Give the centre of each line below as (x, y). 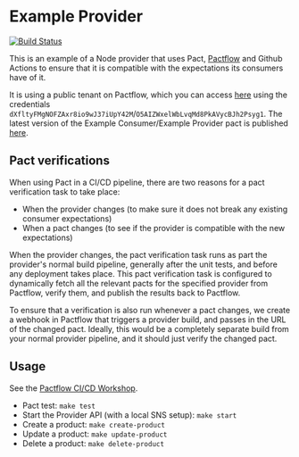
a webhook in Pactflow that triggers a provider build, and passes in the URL (148, 320)
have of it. (28, 77)
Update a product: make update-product (95, 434)
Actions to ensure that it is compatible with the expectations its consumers (146, 68)
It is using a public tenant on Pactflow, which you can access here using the (149, 95)
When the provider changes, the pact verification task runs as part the (138, 254)
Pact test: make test (59, 405)
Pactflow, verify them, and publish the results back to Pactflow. (125, 293)
